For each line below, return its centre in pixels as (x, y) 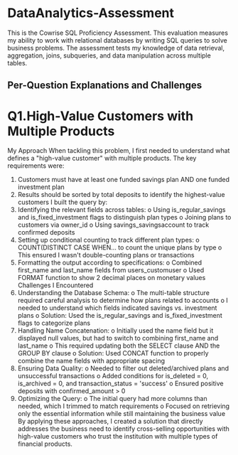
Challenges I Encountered (55, 285)
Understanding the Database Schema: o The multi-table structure (113, 293)
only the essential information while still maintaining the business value (121, 414)
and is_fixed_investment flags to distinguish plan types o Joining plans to (124, 218)
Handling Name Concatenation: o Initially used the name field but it (115, 331)
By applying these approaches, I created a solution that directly (110, 422)
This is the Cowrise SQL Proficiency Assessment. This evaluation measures (118, 33)
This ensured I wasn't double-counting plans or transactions (106, 255)
